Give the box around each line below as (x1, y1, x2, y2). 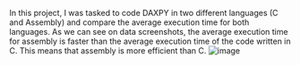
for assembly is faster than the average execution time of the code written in (9, 36, 291, 46)
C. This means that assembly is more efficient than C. (9, 45, 207, 56)
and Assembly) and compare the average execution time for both (9, 17, 250, 28)
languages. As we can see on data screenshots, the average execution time (9, 27, 288, 37)
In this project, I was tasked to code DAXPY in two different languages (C (9, 8, 279, 18)
